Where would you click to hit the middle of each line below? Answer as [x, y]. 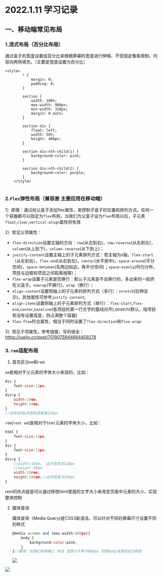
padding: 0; [43, 84]
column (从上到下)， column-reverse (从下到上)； [58, 249]
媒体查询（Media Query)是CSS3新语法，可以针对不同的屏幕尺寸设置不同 [84, 518]
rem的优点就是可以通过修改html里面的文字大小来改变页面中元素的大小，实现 [81, 491]
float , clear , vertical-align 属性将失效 [43, 222]
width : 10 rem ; [27, 473]
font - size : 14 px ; [30, 437]
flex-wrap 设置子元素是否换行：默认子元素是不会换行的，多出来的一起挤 [83, 279]
